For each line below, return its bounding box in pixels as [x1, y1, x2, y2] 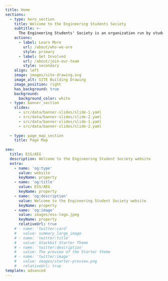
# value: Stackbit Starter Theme [14, 240, 88, 245]
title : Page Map [14, 138, 48, 143]
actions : [14, 36, 32, 41]
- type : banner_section [9, 101, 59, 106]
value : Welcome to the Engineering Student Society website [18, 198, 146, 203]
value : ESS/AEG [18, 184, 50, 189]
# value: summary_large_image [14, 231, 81, 236]
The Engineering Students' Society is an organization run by [18, 31, 151, 36]
